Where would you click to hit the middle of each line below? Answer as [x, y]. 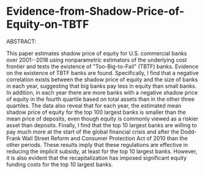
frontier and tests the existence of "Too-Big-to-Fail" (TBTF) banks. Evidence [102, 66]
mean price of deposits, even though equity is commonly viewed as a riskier [102, 119]
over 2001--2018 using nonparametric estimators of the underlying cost [97, 60]
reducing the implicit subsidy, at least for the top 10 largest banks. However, [102, 151]
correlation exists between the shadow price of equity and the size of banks [102, 79]
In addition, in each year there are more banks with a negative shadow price [102, 92]
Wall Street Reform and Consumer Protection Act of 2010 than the [105, 138]
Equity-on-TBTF [48, 24]
